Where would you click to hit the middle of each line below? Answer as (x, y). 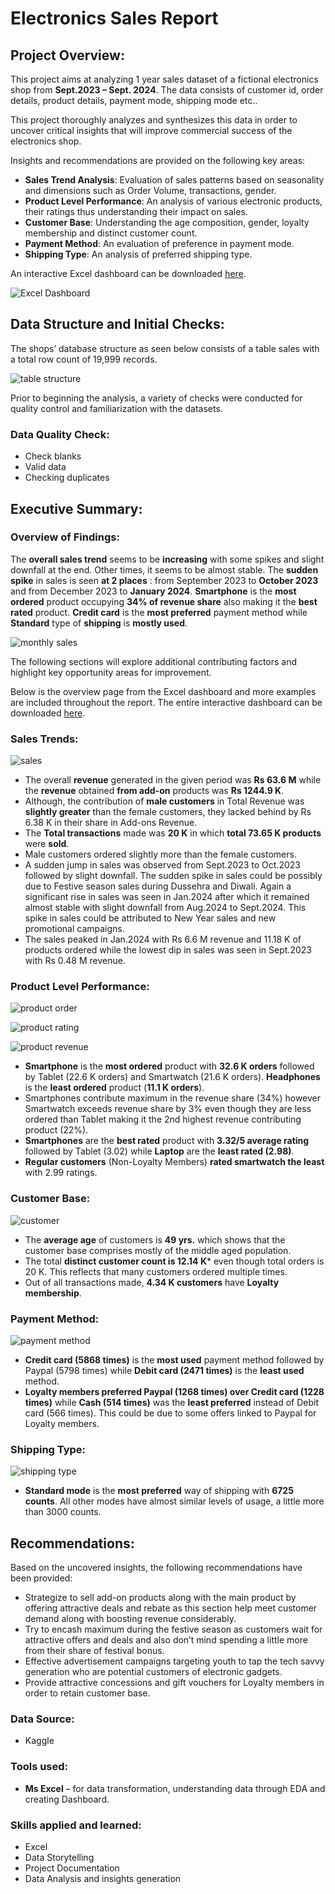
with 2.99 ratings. (61, 1173)
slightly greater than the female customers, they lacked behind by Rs (168, 812)
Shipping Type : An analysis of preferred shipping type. (138, 254)
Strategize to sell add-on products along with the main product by (160, 1598)
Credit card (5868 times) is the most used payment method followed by (174, 1359)
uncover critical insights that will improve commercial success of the (151, 130)
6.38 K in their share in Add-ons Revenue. (111, 823)
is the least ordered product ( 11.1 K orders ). (114, 1088)
